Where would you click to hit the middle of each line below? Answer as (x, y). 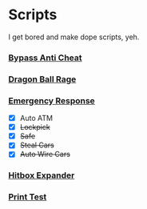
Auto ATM (36, 119)
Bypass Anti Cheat (45, 58)
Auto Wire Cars (45, 155)
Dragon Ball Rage (42, 79)
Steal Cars (37, 145)
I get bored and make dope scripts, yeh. (74, 37)
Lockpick (35, 127)
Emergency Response (52, 100)
